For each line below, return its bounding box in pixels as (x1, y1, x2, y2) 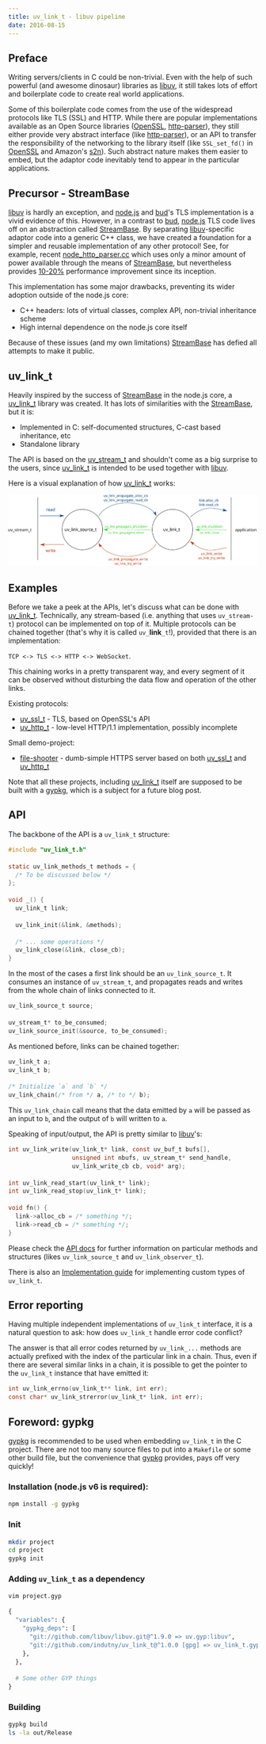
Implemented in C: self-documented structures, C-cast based (19, 422, 221, 432)
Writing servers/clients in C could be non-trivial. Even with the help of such (8, 72, 253, 82)
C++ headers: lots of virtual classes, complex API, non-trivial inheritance (19, 306, 257, 315)
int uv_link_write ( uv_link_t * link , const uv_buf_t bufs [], (8, 1146, 211, 1154)
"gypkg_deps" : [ (22, 1624, 77, 1632)
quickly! (8, 1462, 34, 1471)
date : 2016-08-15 (8, 21, 66, 29)
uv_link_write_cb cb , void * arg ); (71, 1162, 186, 1170)
